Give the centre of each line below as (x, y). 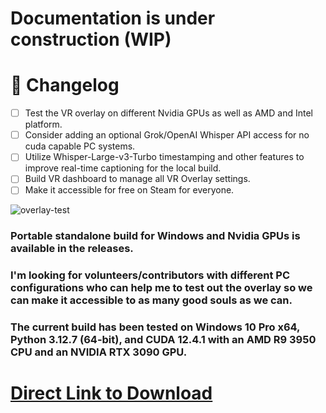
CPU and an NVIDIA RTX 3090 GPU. (99, 352)
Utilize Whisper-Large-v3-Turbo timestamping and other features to (164, 157)
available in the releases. (72, 249)
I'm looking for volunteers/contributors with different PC (150, 275)
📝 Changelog (65, 85)
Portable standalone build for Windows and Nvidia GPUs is (155, 236)
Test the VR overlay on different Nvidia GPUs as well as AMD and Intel (168, 113)
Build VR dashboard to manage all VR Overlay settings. (137, 179)
